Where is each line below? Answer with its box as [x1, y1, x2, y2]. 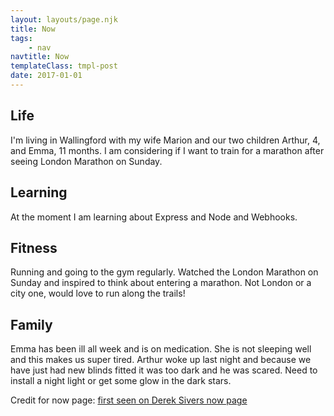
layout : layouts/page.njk [10, 14, 118, 25]
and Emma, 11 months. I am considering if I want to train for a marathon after [10, 144, 325, 156]
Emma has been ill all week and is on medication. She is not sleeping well [10, 343, 312, 355]
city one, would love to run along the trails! [10, 287, 186, 300]
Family [10, 316, 53, 333]
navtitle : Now [10, 52, 70, 62]
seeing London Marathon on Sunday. [10, 155, 163, 167]
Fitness [10, 239, 58, 256]
